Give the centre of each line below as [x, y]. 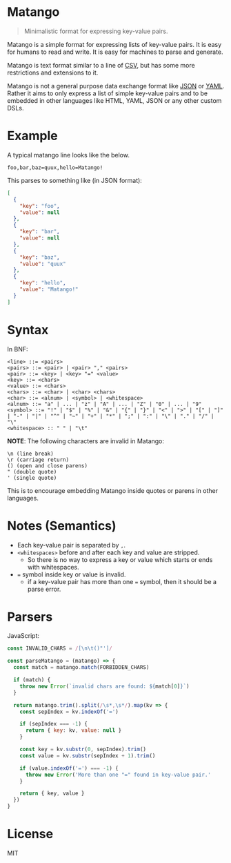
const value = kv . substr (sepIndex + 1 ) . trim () [88, 756]
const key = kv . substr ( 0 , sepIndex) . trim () [83, 750]
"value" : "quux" [43, 264]
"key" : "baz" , [40, 257]
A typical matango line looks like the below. [68, 155]
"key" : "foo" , [40, 206]
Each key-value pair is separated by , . [71, 545]
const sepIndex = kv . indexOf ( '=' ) [69, 712]
